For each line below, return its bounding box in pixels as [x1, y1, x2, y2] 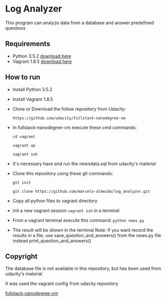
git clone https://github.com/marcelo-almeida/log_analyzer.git [12, 189, 150, 194]
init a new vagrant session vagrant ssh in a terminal [12, 207, 120, 213]
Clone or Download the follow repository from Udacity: [12, 106, 126, 112]
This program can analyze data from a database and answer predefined [5, 20, 154, 26]
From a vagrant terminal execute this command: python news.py [12, 217, 145, 223]
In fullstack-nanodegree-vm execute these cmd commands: [12, 124, 137, 130]
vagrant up [12, 143, 36, 148]
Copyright [5, 252, 38, 261]
